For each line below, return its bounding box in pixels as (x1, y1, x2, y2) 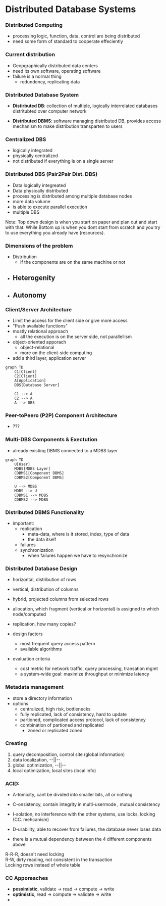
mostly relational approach (12, 328, 68, 335)
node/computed (12, 611, 46, 617)
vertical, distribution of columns (12, 586, 79, 592)
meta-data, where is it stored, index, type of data (27, 531, 130, 537)
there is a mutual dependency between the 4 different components (12, 836, 152, 842)
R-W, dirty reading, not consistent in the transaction (5, 856, 113, 863)
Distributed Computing (5, 22, 63, 29)
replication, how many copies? (12, 621, 76, 627)
